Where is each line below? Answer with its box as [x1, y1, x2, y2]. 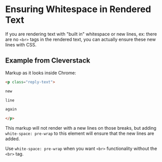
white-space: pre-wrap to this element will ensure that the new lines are [5, 130, 154, 137]
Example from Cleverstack [5, 57, 90, 65]
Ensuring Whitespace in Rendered [5, 4, 151, 15]
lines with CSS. [5, 41, 37, 47]
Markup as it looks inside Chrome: [5, 70, 77, 76]
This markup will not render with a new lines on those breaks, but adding [5, 125, 156, 131]
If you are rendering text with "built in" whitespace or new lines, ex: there [5, 31, 157, 37]
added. [5, 136, 20, 142]
